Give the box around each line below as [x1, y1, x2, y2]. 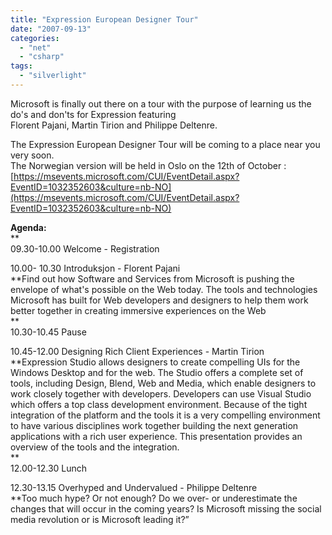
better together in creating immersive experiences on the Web [10, 304, 267, 316]
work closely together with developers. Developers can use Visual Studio [10, 387, 312, 400]
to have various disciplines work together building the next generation [10, 419, 299, 431]
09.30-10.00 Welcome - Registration [10, 242, 160, 255]
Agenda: [10, 221, 47, 233]
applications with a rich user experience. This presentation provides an [10, 430, 303, 442]
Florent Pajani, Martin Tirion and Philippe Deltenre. [10, 119, 218, 131]
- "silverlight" [19, 71, 87, 81]
